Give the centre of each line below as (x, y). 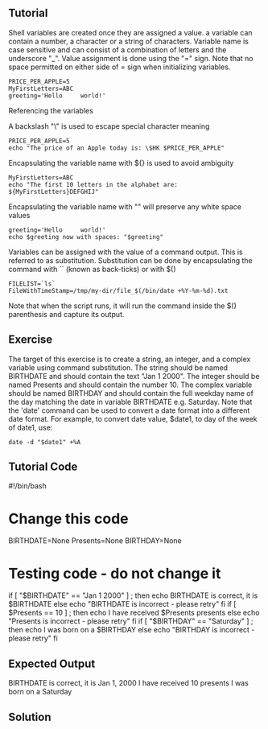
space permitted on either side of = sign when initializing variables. (120, 67)
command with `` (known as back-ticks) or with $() (92, 269)
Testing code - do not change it (115, 573)
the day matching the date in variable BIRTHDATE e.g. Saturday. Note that (130, 402)
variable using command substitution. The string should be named (118, 367)
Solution (30, 717)
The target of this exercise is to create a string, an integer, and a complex (130, 359)
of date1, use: (31, 427)
